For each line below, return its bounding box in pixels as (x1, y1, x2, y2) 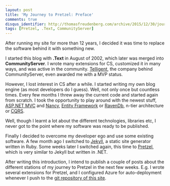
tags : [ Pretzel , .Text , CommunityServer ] (5, 26, 94, 31)
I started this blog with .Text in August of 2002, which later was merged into (5, 55, 164, 61)
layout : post (5, 7, 33, 13)
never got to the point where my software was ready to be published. (5, 123, 149, 129)
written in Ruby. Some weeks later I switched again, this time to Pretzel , (5, 144, 154, 150)
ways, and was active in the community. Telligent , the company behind (5, 66, 153, 72)
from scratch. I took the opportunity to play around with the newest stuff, (5, 97, 157, 104)
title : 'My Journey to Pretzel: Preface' (5, 12, 94, 17)
